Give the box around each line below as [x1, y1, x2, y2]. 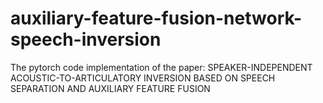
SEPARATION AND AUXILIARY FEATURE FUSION [10, 82, 211, 94]
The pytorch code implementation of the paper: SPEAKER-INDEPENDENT [10, 61, 313, 73]
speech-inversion [10, 28, 162, 51]
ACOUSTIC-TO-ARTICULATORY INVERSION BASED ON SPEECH [10, 72, 276, 84]
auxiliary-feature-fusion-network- [10, 7, 303, 30]
